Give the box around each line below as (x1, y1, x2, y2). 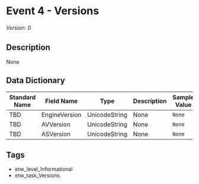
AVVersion (41, 120, 71, 128)
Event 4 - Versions (6, 4, 99, 18)
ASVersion (41, 129, 71, 138)
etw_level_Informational (14, 166, 73, 173)
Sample (172, 93, 194, 101)
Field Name (45, 97, 78, 105)
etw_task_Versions (14, 172, 60, 179)
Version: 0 (6, 24, 31, 31)
